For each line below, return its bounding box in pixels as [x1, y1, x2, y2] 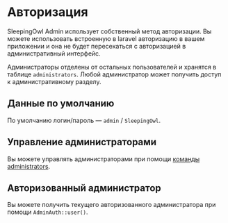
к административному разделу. [7, 77, 101, 85]
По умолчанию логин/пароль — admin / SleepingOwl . [7, 116, 161, 124]
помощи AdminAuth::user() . [7, 208, 88, 216]
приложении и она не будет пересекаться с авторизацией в [7, 42, 186, 50]
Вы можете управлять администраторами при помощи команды [7, 154, 200, 163]
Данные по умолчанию [7, 98, 115, 110]
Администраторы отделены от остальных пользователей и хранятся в [7, 63, 217, 71]
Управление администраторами [7, 136, 157, 148]
